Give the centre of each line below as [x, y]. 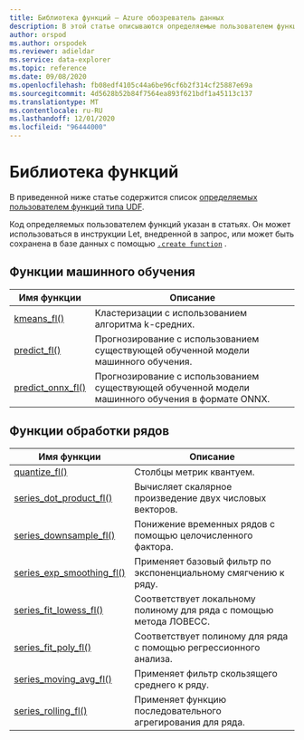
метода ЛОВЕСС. [172, 621]
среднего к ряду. [172, 685]
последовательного [178, 710]
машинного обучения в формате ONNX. [182, 399]
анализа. [154, 658]
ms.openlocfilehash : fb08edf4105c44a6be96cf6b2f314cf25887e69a [131, 85]
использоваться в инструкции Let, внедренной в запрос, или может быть [152, 234]
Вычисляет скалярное [183, 486]
